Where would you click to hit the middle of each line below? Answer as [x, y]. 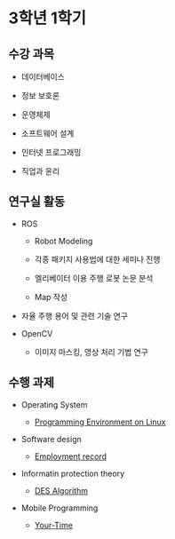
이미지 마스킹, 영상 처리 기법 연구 [91, 352]
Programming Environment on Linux [100, 422]
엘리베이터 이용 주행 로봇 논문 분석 [94, 278]
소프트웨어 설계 [48, 133]
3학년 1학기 [47, 18]
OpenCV [37, 333]
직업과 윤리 [40, 171]
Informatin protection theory [73, 473]
